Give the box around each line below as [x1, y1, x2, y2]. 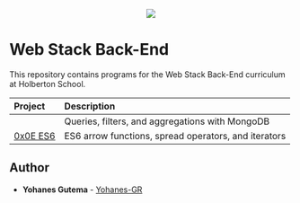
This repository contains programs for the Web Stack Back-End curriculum [9, 68, 286, 80]
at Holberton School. [9, 78, 86, 89]
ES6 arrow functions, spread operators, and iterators [64, 129, 287, 142]
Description [64, 100, 116, 112]
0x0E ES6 [13, 129, 56, 142]
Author [9, 160, 49, 175]
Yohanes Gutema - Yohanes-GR [22, 184, 143, 195]
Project [13, 100, 46, 112]
